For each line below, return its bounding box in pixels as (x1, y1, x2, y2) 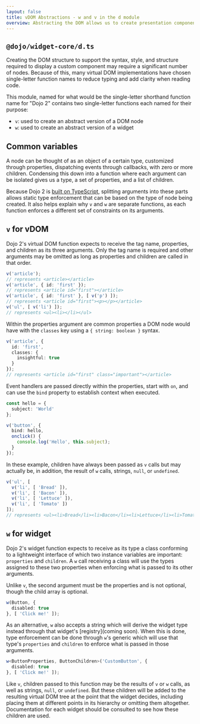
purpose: (6, 106, 29, 114)
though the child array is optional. (6, 588, 89, 595)
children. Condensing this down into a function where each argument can (6, 170, 186, 177)
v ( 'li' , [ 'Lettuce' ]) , (11, 496, 73, 502)
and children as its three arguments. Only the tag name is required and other (6, 246, 193, 253)
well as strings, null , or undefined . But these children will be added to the (6, 687, 186, 694)
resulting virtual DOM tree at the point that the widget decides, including (6, 693, 183, 700)
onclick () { (11, 433, 42, 439)
